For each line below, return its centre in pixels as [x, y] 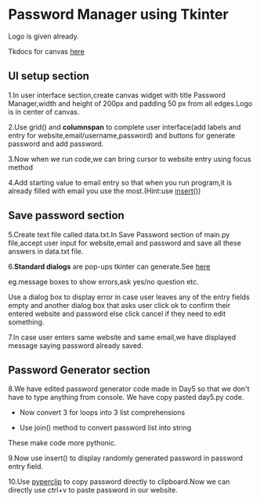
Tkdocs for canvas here [46, 51]
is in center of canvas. [44, 112]
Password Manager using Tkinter [118, 15]
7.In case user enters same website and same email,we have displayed [122, 337]
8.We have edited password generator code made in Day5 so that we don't [129, 389]
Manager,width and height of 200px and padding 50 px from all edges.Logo [130, 103]
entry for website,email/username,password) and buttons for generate [122, 135]
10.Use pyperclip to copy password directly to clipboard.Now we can [119, 482]
